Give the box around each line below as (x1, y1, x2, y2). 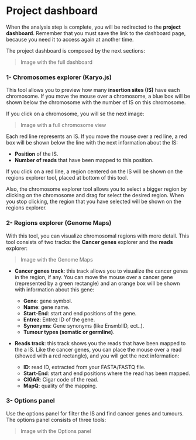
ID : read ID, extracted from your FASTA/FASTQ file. (23, 363, 146, 370)
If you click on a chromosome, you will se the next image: (6, 110, 145, 118)
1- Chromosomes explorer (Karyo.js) (6, 73, 112, 81)
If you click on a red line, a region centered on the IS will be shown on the (6, 168, 183, 175)
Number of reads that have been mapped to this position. (14, 157, 154, 164)
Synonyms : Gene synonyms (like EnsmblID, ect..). (23, 322, 145, 329)
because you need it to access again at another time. (6, 36, 134, 43)
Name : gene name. (23, 303, 70, 311)
